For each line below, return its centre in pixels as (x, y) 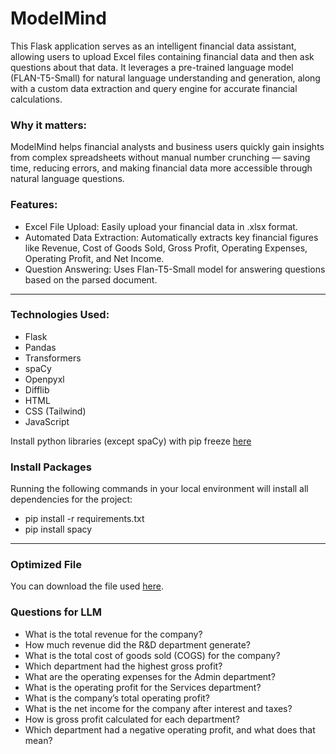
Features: (34, 205)
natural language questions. (67, 179)
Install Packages (51, 467)
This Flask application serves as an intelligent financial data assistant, (153, 46)
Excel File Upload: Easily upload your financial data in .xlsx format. (161, 226)
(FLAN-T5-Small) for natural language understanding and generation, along (165, 78)
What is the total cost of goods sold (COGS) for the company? (152, 655)
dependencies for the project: (71, 499)
